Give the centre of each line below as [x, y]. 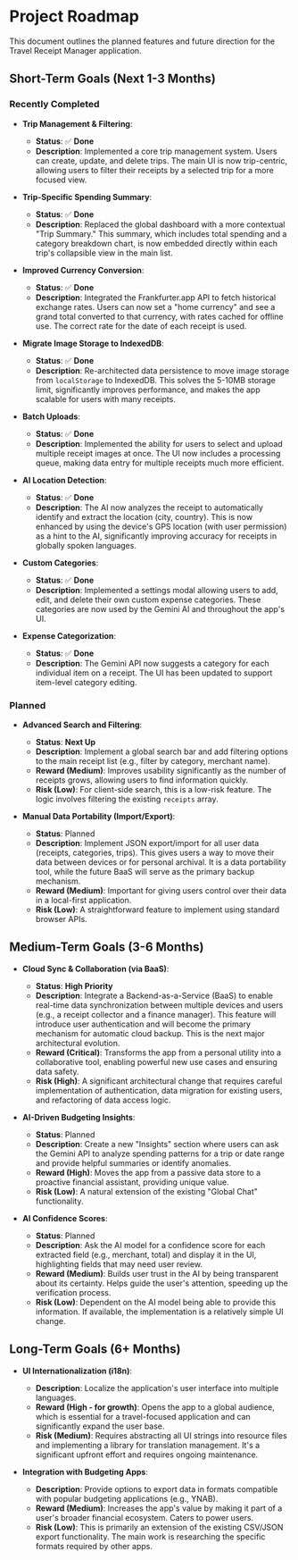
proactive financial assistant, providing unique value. [132, 1182]
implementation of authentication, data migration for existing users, [159, 1090]
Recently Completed [54, 105]
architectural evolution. [78, 1043]
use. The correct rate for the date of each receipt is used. [141, 326]
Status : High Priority [74, 985]
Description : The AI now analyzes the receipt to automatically [149, 507]
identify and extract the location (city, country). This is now [144, 516]
